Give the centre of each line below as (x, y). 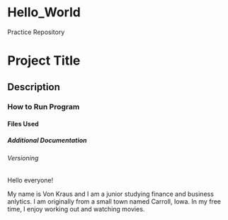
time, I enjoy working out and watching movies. (76, 209)
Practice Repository (36, 32)
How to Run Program (44, 107)
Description (34, 87)
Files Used (23, 124)
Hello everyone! (30, 180)
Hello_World (44, 12)
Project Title (44, 61)
